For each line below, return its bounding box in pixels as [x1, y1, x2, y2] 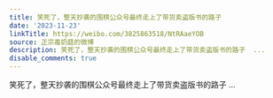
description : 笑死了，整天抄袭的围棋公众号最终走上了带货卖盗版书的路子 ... [9, 46, 266, 55]
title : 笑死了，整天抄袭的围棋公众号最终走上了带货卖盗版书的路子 [9, 12, 222, 22]
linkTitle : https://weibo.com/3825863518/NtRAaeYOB [9, 29, 204, 38]
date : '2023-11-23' [9, 21, 82, 30]
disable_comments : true [9, 54, 97, 63]
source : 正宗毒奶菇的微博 [9, 37, 95, 47]
